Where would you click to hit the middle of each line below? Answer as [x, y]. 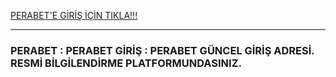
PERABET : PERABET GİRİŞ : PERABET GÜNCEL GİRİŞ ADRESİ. [162, 50]
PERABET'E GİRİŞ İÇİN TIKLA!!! [74, 15]
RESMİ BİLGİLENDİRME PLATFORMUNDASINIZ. [126, 63]
